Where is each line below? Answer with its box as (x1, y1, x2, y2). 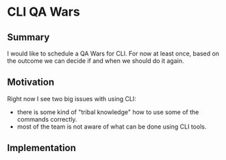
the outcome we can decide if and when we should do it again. (7, 57, 184, 65)
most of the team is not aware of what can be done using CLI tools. (16, 122, 207, 131)
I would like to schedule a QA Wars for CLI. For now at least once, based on (7, 49, 220, 57)
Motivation (7, 77, 55, 88)
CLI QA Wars (7, 4, 80, 20)
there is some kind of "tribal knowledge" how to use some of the (16, 107, 199, 116)
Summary (7, 31, 50, 43)
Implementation (7, 142, 77, 154)
